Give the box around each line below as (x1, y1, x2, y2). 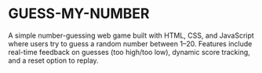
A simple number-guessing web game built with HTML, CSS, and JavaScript (8, 31, 255, 40)
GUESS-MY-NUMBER (8, 5, 150, 23)
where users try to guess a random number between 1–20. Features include (8, 38, 253, 48)
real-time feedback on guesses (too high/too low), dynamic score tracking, (8, 47, 251, 57)
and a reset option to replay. (8, 56, 100, 65)
